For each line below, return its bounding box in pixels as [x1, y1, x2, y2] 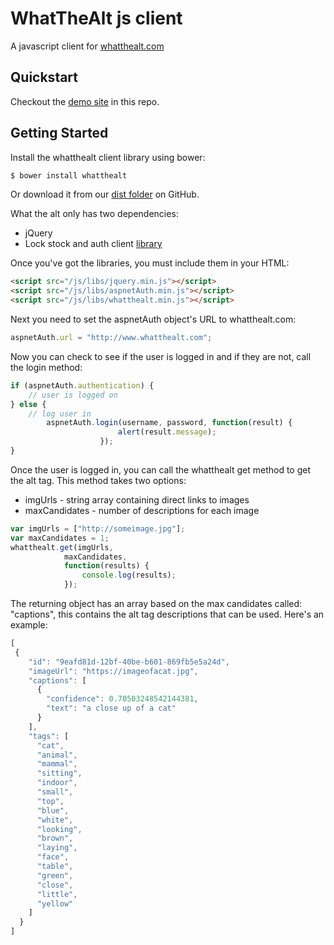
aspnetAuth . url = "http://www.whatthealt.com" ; [10, 333, 213, 343]
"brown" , [36, 833, 74, 844]
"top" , [36, 796, 65, 806]
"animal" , [36, 750, 78, 760]
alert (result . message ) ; [117, 427, 217, 437]
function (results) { [63, 561, 150, 571]
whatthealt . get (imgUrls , [10, 542, 114, 552]
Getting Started [10, 125, 109, 142]
